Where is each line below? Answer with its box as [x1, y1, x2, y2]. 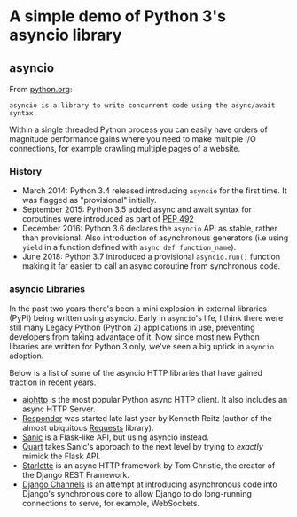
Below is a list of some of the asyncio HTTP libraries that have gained [9, 367, 263, 378]
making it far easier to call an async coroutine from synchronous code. [21, 261, 281, 271]
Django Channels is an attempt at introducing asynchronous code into [21, 479, 277, 490]
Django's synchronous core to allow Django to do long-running [21, 488, 253, 498]
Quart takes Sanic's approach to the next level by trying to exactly [21, 441, 263, 451]
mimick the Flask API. [21, 450, 101, 461]
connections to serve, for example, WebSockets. [21, 497, 200, 508]
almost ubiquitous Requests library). [21, 422, 154, 433]
